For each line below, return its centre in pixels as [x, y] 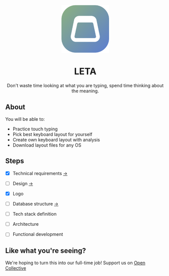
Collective [16, 268]
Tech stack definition [35, 214]
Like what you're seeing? [46, 250]
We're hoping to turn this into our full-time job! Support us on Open [75, 263]
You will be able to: [25, 119]
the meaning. [85, 91]
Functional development [38, 234]
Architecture [26, 224]
